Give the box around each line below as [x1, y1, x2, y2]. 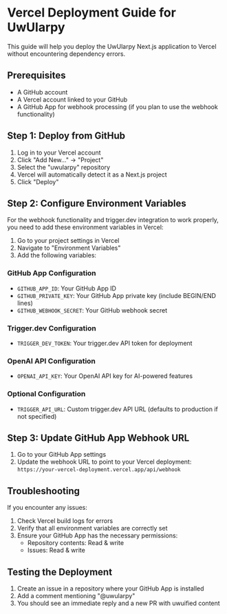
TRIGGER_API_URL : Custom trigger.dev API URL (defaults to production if [17, 405, 219, 413]
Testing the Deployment [7, 566, 112, 577]
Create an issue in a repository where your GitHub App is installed [17, 584, 204, 593]
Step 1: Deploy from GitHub [7, 130, 126, 142]
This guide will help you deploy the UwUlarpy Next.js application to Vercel [7, 42, 217, 50]
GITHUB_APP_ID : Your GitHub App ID [17, 284, 117, 293]
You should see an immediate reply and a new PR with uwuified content [17, 599, 220, 607]
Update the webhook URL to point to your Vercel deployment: [17, 457, 192, 466]
